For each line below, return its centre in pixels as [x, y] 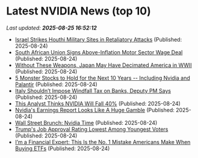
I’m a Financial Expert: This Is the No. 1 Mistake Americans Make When [103, 142]
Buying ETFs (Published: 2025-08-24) [62, 148]
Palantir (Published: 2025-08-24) [56, 84]
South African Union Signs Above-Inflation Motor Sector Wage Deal [99, 52]
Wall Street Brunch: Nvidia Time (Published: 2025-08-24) [86, 122]
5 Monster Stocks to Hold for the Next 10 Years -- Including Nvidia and [103, 78]
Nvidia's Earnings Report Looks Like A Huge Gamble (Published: [94, 110]
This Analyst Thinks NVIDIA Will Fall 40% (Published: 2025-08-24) [97, 103]
